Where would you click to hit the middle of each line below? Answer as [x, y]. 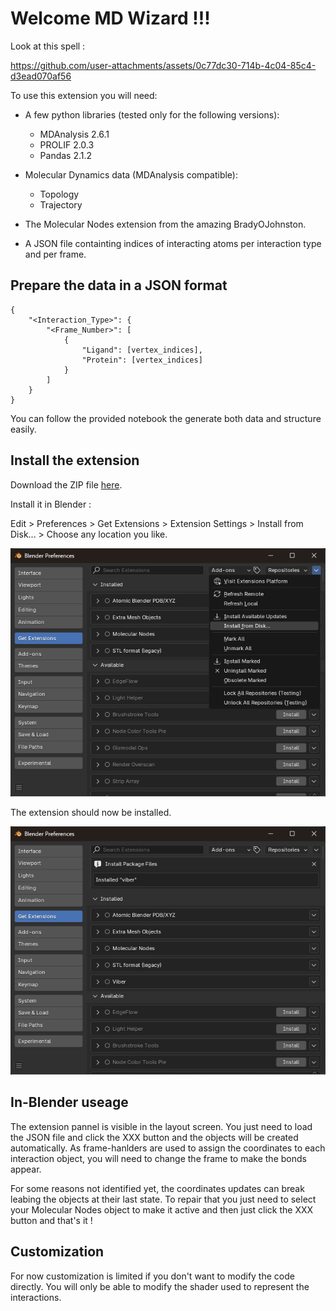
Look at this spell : [48, 46]
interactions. [36, 1297]
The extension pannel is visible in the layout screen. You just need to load [161, 1126]
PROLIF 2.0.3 [67, 144]
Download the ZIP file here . [66, 484]
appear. [26, 1169]
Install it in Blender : [51, 504]
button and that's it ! [51, 1220]
